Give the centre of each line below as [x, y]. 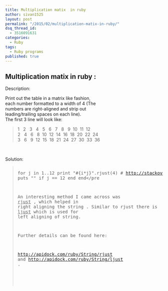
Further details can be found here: [62, 236]
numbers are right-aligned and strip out [46, 109]
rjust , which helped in [48, 202]
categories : [17, 38]
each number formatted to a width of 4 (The [50, 103]
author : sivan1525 [24, 14]
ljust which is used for [48, 212]
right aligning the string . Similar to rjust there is [87, 207]
